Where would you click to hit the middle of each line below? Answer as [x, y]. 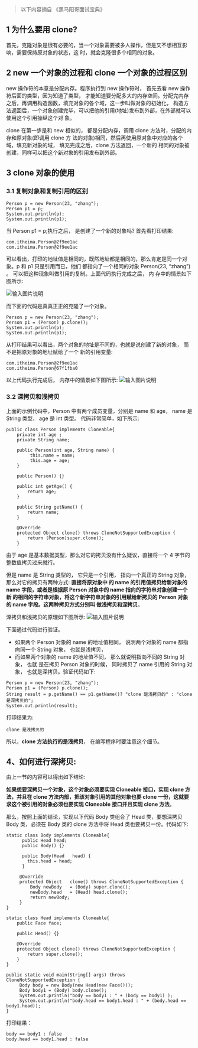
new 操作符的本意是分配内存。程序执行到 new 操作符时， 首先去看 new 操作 [98, 88]
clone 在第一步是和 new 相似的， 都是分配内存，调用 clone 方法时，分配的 [96, 130]
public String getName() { [50, 507]
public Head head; [44, 841]
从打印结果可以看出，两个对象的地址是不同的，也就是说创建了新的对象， [94, 344]
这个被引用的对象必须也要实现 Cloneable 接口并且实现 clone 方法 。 [93, 804]
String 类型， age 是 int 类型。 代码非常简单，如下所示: [73, 418]
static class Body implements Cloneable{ [58, 835]
